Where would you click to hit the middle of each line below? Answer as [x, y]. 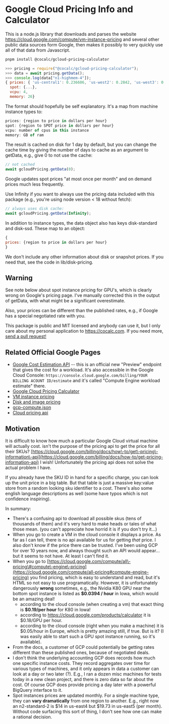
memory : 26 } [22, 97]
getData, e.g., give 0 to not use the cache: [49, 156]
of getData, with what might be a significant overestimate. [65, 301]
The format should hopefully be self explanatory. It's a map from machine [81, 106]
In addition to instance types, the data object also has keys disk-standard [81, 223]
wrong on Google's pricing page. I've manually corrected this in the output [82, 295]
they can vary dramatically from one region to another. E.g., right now [86, 701]
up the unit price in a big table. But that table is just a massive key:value [79, 483]
